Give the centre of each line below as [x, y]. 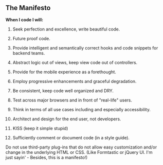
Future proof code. [31, 38]
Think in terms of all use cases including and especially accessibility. [81, 109]
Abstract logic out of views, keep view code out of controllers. [75, 62]
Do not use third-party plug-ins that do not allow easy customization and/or [81, 147]
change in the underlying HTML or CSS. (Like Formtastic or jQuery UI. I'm [79, 152]
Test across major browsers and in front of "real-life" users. [72, 100]
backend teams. [29, 53]
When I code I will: [24, 19]
